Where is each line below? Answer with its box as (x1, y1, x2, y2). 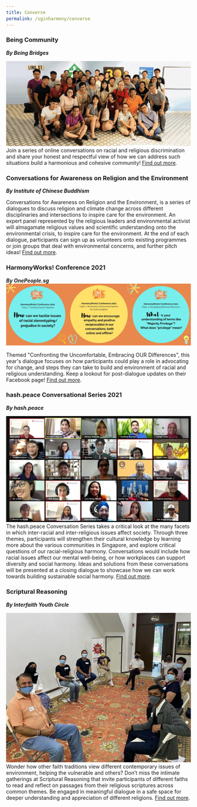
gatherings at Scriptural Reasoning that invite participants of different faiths (6, 776, 188, 783)
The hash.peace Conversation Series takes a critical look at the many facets (6, 523, 190, 530)
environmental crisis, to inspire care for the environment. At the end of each (6, 230, 189, 237)
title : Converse (6, 9, 46, 15)
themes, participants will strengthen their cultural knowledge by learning (6, 536, 181, 543)
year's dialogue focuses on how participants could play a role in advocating (6, 357, 189, 364)
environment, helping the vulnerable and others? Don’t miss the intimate (6, 769, 180, 776)
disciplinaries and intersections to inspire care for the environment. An (6, 211, 176, 218)
